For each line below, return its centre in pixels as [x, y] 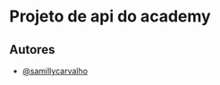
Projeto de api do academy [110, 17]
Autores [32, 50]
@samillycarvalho [55, 71]
